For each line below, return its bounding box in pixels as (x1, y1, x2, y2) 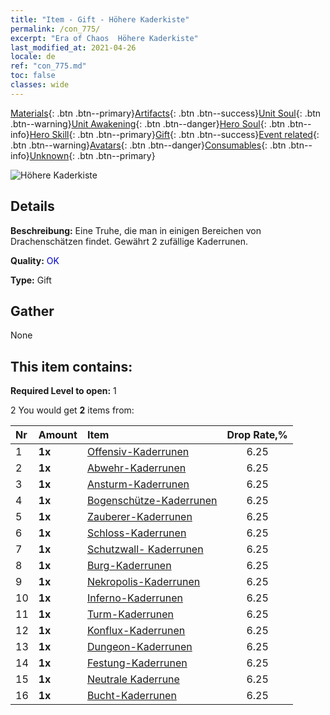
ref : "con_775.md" (10, 61, 87, 71)
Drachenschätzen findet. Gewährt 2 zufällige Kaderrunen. (10, 235, 248, 247)
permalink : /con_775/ (10, 24, 101, 34)
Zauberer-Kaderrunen (86, 510, 193, 524)
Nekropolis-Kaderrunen (86, 575, 201, 589)
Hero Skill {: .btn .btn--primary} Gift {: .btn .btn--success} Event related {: (29, 128, 320, 140)
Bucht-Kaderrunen (86, 689, 177, 703)
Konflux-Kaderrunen (86, 624, 186, 638)
